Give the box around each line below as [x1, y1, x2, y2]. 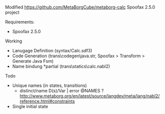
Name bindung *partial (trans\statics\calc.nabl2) [12, 64, 110, 69]
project [5, 9, 20, 15]
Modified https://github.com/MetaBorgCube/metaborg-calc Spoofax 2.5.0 [5, 4, 155, 10]
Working [5, 38, 22, 44]
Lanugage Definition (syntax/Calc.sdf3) [12, 48, 93, 53]
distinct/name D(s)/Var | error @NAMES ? [19, 88, 104, 93]
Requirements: [5, 19, 34, 25]
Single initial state [12, 104, 48, 109]
